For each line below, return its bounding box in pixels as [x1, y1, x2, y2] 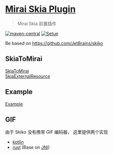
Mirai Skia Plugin [5, 3, 76, 15]
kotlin [12, 139, 24, 145]
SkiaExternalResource [5, 73, 51, 79]
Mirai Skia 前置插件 [17, 20, 57, 26]
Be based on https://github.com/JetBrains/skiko [5, 40, 103, 46]
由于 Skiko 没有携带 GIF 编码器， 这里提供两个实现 [5, 129, 108, 135]
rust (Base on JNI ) [12, 145, 50, 151]
